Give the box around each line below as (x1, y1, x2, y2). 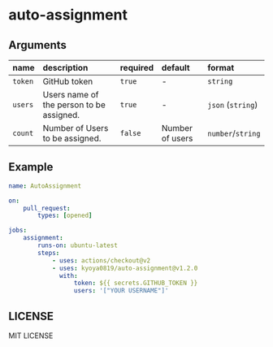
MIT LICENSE (8, 331, 54, 340)
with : (59, 271, 79, 280)
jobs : (8, 226, 27, 235)
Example (8, 160, 54, 174)
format (207, 63, 235, 73)
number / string (207, 128, 261, 139)
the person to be (42, 99, 106, 111)
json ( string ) (207, 99, 258, 111)
